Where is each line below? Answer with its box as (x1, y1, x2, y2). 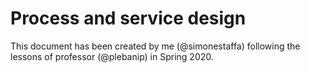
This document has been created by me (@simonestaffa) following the (10, 40, 301, 52)
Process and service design (10, 7, 247, 30)
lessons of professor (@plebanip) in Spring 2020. (10, 50, 214, 62)
